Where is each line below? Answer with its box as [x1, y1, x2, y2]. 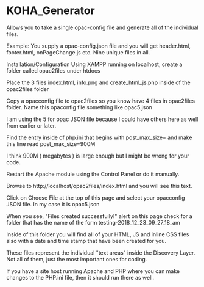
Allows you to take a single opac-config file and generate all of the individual [6, 24, 199, 31]
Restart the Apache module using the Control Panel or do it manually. [6, 170, 180, 178]
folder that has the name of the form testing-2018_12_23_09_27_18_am [6, 219, 181, 226]
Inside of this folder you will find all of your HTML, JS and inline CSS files [6, 230, 189, 238]
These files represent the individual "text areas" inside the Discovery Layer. [6, 249, 195, 256]
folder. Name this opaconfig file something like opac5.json [6, 103, 152, 111]
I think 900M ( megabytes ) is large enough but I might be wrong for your [6, 152, 190, 159]
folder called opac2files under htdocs [6, 67, 100, 74]
